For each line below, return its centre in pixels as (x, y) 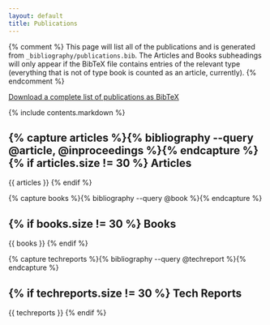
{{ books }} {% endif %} (49, 243)
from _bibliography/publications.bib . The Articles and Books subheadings (135, 55)
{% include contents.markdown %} (67, 112)
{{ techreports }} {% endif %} (58, 312)
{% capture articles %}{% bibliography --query (131, 137)
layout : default (36, 16)
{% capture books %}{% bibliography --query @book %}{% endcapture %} (135, 199)
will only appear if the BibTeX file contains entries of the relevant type (124, 64)
